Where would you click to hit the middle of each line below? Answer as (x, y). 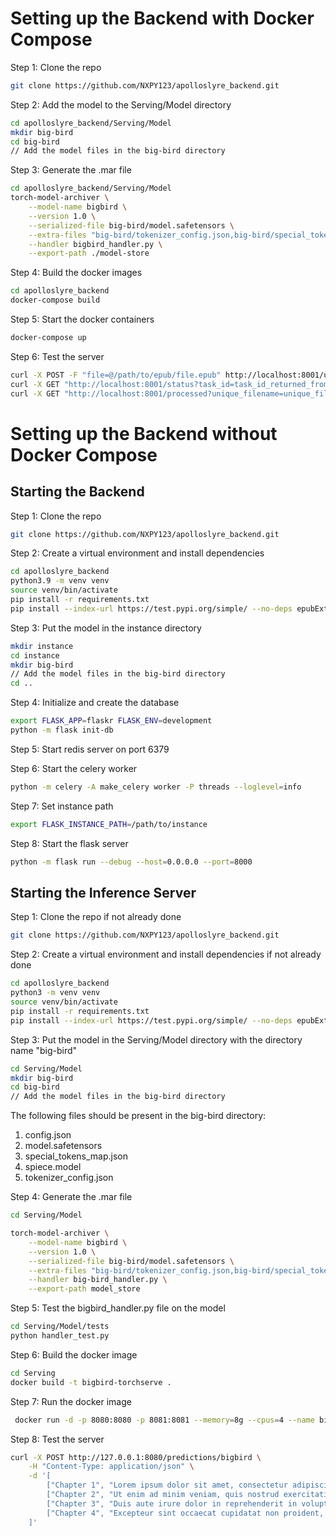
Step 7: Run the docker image (71, 1401)
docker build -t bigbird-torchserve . (91, 1382)
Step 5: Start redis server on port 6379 (90, 749)
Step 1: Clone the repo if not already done (96, 917)
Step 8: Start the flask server (69, 843)
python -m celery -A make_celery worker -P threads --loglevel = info (156, 787)
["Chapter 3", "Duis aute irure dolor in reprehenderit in (172, 1503)
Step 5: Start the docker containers (82, 319)
